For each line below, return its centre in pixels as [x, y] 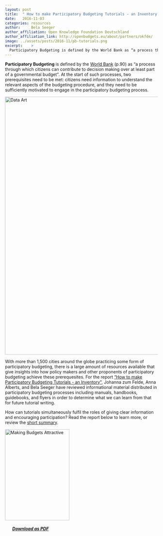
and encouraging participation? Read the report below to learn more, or [76, 417]
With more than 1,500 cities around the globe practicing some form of [74, 361]
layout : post [18, 9]
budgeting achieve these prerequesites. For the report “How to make [74, 377]
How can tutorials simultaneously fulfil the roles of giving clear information [79, 412]
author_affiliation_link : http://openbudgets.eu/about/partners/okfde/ [79, 37]
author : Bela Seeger [30, 28]
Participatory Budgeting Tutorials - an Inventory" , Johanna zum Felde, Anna [81, 382]
